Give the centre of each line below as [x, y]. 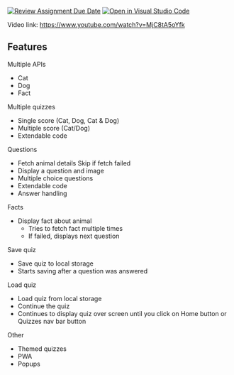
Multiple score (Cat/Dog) [54, 128]
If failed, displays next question [74, 236]
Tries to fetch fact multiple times [75, 228]
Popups [29, 364]
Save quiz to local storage [56, 263]
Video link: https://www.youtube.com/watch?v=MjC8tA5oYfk [96, 25]
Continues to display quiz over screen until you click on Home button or [122, 313]
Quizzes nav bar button [52, 321]
